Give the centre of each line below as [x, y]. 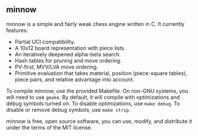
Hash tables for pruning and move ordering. [68, 60]
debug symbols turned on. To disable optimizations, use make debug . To [93, 103]
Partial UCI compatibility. [45, 41]
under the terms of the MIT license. [49, 127]
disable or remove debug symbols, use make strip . [68, 109]
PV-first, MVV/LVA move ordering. [56, 67]
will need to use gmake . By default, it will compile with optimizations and [93, 97]
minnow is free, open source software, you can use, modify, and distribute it [99, 121]
